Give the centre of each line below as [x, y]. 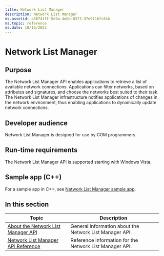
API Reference [24, 246]
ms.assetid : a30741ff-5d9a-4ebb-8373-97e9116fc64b [58, 19]
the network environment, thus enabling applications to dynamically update [81, 103]
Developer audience [36, 123]
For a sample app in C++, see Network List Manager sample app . [71, 189]
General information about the [105, 226]
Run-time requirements [41, 150]
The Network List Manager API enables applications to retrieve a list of [76, 82]
